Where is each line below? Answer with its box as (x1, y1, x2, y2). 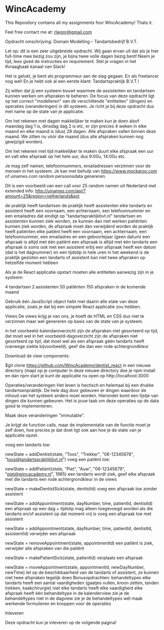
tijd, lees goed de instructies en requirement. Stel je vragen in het (5, 58, 137, 64)
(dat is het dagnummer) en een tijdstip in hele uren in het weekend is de (5, 249, 149, 255)
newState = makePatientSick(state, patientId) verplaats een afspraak (5, 555, 143, 561)
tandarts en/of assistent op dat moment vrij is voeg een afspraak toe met (5, 511, 152, 517)
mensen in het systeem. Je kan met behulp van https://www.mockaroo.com (5, 168, 158, 174)
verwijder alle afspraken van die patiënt (5, 545, 84, 551)
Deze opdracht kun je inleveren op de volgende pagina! (5, 619, 117, 625)
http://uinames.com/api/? (35, 188, 86, 194)
